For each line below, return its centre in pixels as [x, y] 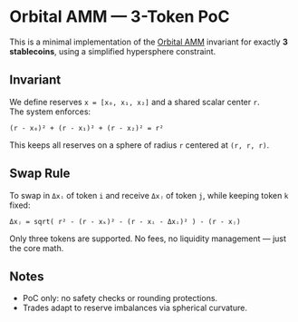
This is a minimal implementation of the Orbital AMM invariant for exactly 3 [149, 42]
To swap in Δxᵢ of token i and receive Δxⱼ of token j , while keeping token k [149, 195]
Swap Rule [40, 174]
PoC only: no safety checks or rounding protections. [120, 298]
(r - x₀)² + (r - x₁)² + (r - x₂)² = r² [87, 128]
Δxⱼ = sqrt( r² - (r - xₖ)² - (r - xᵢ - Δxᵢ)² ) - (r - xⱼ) [125, 221]
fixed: [20, 205]
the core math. [37, 248]
